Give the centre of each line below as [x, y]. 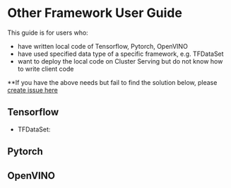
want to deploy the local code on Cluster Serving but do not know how [120, 61]
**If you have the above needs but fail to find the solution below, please [112, 82]
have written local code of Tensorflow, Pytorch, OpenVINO [103, 46]
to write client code [46, 69]
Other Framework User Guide [95, 13]
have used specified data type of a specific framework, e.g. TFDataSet [120, 54]
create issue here [32, 90]
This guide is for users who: [48, 33]
